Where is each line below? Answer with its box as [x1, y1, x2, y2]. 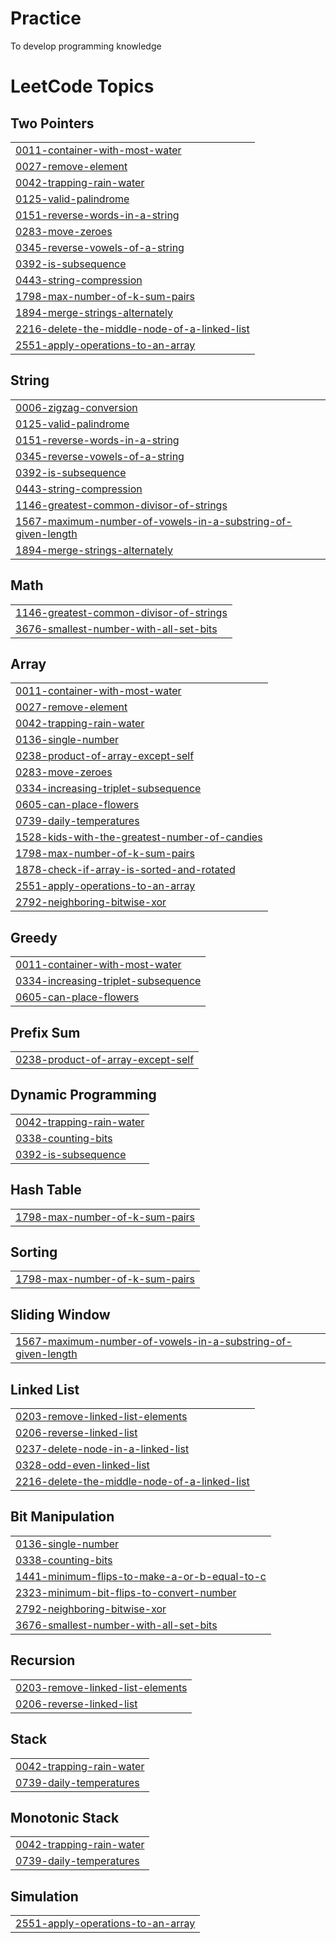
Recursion [10, 1652, 76, 1669]
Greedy [10, 929, 58, 946]
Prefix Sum [10, 1024, 81, 1041]
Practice [10, 7, 82, 30]
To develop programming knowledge [10, 40, 162, 52]
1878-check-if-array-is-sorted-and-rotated [15, 863, 236, 877]
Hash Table [10, 1182, 82, 1199]
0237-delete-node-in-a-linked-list [15, 1442, 190, 1456]
